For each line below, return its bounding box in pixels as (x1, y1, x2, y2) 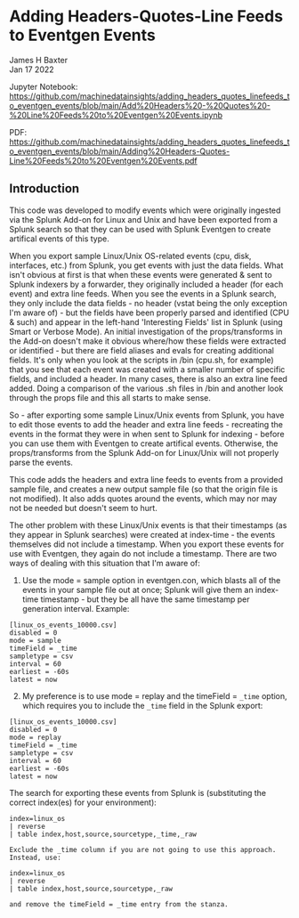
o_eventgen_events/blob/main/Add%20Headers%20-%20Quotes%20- (9, 100, 271, 110)
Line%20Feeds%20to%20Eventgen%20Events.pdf (9, 155, 198, 166)
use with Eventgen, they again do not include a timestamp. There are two (9, 548, 278, 558)
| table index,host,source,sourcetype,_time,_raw (9, 830, 198, 839)
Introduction (9, 181, 80, 197)
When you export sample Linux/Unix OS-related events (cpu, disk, (9, 250, 252, 261)
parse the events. (9, 457, 74, 467)
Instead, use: (9, 853, 62, 862)
